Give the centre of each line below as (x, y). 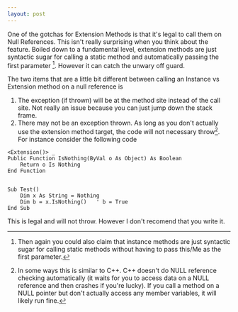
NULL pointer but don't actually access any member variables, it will (117, 293)
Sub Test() (23, 189)
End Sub (19, 208)
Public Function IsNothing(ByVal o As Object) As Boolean (95, 158)
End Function (27, 171)
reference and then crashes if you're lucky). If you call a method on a (118, 285)
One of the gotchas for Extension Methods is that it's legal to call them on (114, 34)
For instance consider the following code (77, 139)
